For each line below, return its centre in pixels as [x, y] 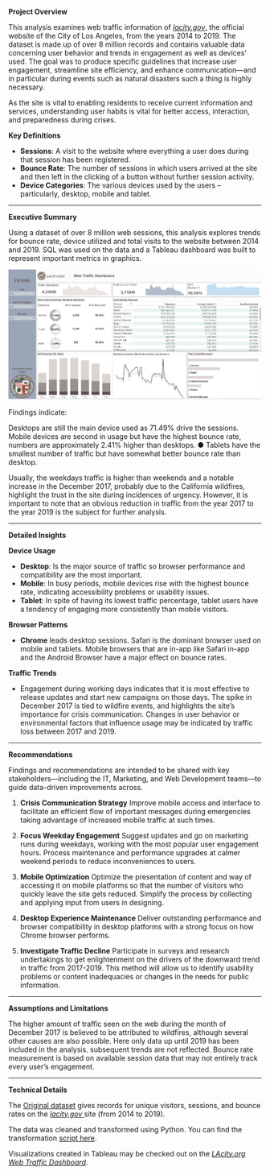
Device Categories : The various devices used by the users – [120, 185]
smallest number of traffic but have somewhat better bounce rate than [125, 453]
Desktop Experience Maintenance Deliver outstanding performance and [141, 918]
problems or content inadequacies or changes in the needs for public [134, 976]
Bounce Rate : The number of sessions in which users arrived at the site [139, 168]
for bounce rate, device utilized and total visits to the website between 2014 [134, 241]
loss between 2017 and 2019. [68, 731]
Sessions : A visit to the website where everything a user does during [134, 151]
